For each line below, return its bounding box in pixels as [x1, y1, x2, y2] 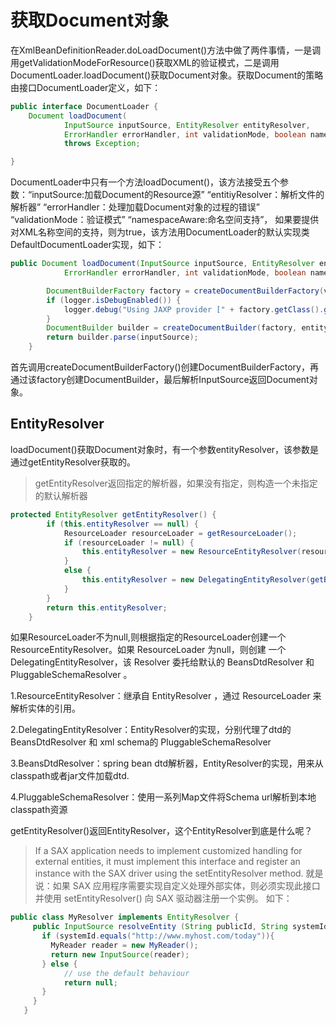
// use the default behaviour [63, 968, 190, 978]
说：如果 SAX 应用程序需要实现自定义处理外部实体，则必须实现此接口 [34, 880, 321, 892]
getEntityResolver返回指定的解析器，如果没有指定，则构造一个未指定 [34, 477, 318, 489]
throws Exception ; [63, 139, 141, 149]
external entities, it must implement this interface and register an [34, 856, 301, 868]
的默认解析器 [34, 489, 88, 501]
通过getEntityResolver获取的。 [10, 456, 137, 468]
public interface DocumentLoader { [10, 101, 159, 111]
